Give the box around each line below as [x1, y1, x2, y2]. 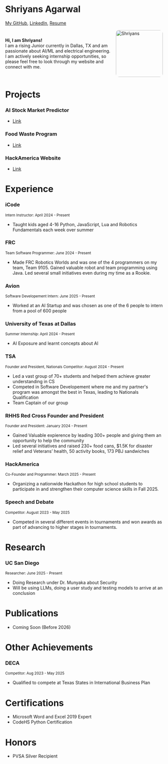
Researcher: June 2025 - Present [5, 571, 62, 576]
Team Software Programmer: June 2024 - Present [5, 250, 91, 256]
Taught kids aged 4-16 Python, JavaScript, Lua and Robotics [12, 221, 137, 227]
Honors [5, 736, 36, 748]
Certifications [5, 697, 64, 708]
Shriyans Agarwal [5, 4, 81, 15]
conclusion [12, 590, 35, 596]
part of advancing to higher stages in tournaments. [12, 524, 117, 530]
